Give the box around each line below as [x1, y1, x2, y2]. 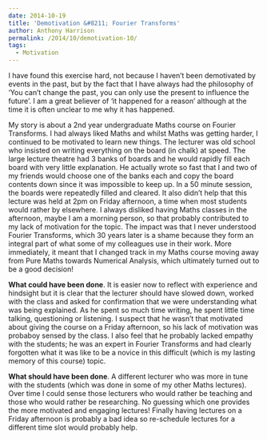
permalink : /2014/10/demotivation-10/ [8, 34, 137, 42]
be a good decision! [8, 264, 74, 274]
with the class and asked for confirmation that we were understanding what [8, 297, 257, 306]
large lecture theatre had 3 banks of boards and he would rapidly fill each [8, 154, 250, 164]
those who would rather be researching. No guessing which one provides [8, 397, 250, 406]
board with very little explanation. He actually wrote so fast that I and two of [8, 163, 257, 172]
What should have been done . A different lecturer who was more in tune [8, 372, 249, 381]
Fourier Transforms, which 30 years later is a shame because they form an [8, 231, 254, 240]
